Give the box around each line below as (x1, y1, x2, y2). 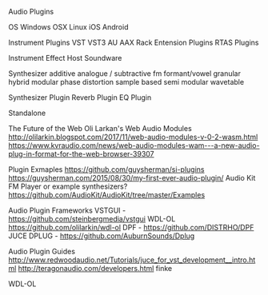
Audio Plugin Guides (8, 247, 76, 256)
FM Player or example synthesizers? (8, 181, 128, 191)
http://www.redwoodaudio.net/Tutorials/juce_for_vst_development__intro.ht (8, 255, 256, 265)
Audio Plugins (8, 7, 54, 16)
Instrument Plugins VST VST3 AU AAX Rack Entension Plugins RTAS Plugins (8, 38, 259, 47)
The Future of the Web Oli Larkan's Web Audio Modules (8, 124, 192, 133)
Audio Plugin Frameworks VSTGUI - (8, 205, 126, 215)
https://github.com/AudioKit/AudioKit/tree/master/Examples (8, 190, 206, 199)
